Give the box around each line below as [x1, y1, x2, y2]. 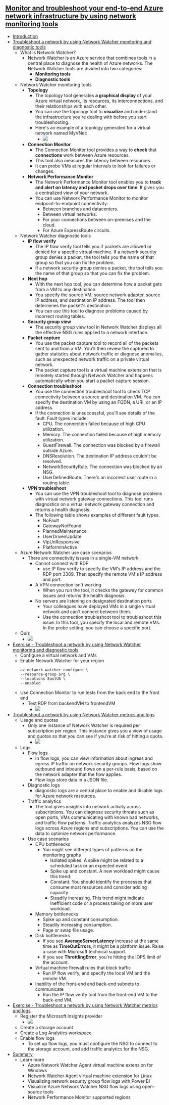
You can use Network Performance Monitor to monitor [35, 195, 148, 201]
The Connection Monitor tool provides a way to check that [35, 147, 157, 153]
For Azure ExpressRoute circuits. [42, 227, 111, 233]
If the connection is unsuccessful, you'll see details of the [35, 409, 155, 416]
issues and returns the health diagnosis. [42, 592, 126, 598]
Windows [27, 1067, 47, 1073]
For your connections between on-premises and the [42, 216, 151, 222]
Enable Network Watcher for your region [20, 657, 104, 664]
